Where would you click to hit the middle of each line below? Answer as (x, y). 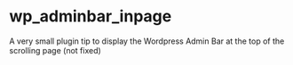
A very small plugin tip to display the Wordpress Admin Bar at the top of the (147, 41)
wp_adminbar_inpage (91, 16)
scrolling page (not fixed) (55, 50)
